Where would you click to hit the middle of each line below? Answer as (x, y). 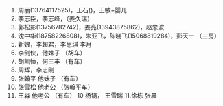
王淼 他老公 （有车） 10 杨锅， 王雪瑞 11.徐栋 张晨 (87, 95)
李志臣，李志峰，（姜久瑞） (55, 18)
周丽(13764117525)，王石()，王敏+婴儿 (72, 10)
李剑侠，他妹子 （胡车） (52, 53)
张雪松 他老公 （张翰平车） (56, 87)
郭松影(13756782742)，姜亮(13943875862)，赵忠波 (91, 27)
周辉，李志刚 (36, 70)
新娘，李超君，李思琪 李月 (55, 44)
